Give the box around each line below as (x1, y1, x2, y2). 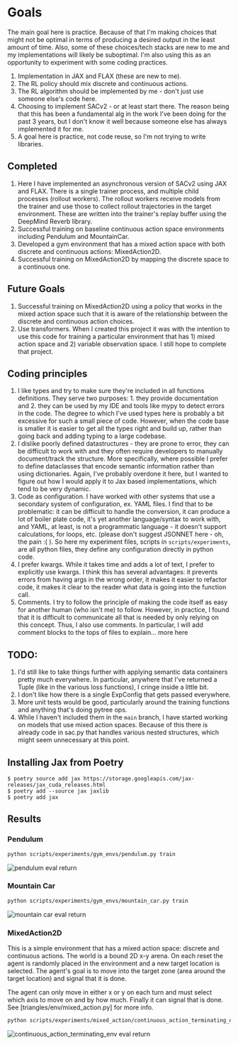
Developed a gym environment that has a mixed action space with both (17, 240, 225, 248)
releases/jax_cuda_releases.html (7, 781, 106, 788)
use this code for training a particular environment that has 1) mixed (17, 332, 215, 341)
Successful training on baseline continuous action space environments (17, 225, 225, 233)
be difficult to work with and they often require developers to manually (17, 447, 223, 456)
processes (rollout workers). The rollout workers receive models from (17, 194, 221, 203)
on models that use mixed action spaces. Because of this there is (17, 721, 208, 729)
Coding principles (7, 368, 88, 380)
